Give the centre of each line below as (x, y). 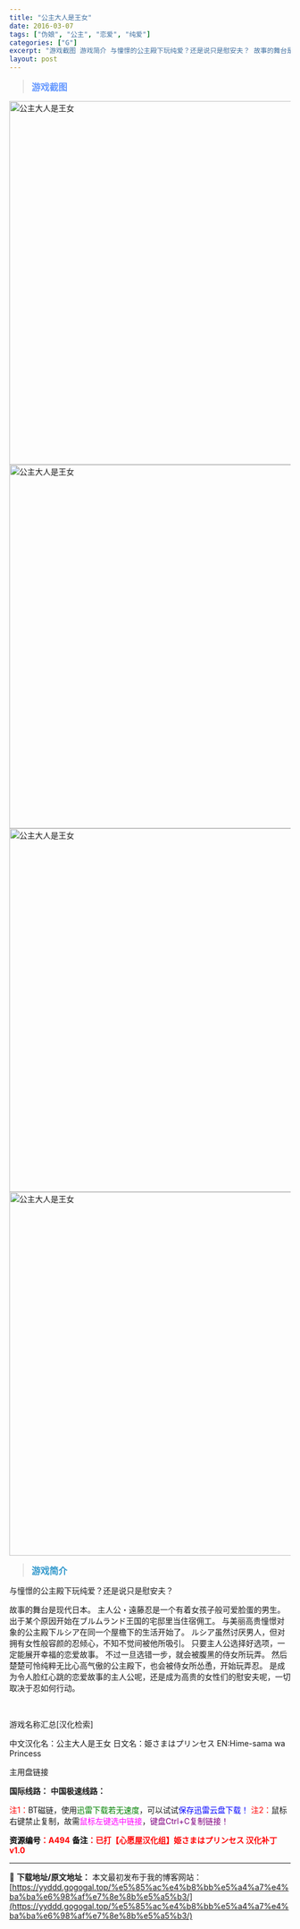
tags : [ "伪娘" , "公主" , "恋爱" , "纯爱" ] (80, 34)
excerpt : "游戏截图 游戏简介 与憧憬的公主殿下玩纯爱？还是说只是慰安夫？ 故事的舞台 (148, 51)
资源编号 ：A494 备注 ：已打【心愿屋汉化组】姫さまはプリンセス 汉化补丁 (143, 1840)
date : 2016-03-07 (42, 26)
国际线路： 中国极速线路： (57, 1791)
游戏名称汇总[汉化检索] (51, 1724)
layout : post (33, 59)
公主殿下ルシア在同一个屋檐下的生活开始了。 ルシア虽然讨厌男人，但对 (155, 1632)
